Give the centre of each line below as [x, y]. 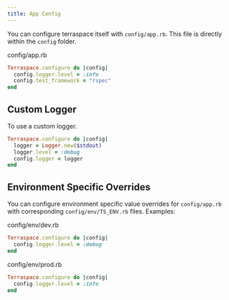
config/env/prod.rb [34, 264]
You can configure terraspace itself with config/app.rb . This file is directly [115, 34]
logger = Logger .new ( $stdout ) [58, 145]
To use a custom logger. [42, 126]
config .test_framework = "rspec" [63, 81]
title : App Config [34, 14]
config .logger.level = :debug [58, 244]
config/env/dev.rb [33, 225]
